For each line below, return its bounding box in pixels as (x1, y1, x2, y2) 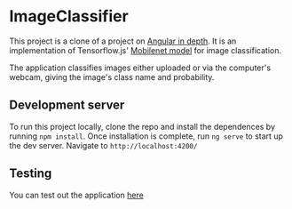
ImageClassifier (9, 6, 129, 27)
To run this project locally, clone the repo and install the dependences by (9, 121, 276, 132)
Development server (9, 98, 125, 113)
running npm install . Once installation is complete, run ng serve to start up (9, 131, 284, 141)
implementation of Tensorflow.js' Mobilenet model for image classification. (9, 44, 282, 55)
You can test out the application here (9, 189, 144, 200)
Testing (9, 166, 52, 181)
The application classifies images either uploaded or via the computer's (9, 62, 272, 73)
